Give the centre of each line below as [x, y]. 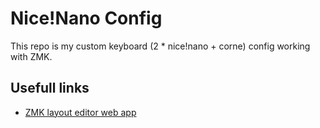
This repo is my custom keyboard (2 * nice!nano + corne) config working [160, 46]
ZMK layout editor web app [80, 112]
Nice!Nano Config [86, 18]
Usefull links [50, 88]
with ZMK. [31, 56]
